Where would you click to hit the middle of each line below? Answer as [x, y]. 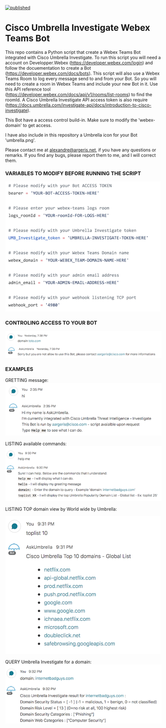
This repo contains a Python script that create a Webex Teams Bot [73, 52]
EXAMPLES [19, 369]
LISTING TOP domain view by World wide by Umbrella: [61, 509]
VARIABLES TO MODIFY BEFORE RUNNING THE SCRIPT [73, 173]
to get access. [37, 125]
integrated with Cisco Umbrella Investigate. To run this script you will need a [83, 57]
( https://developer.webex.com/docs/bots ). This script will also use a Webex [83, 73]
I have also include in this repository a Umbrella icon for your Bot [71, 135]
